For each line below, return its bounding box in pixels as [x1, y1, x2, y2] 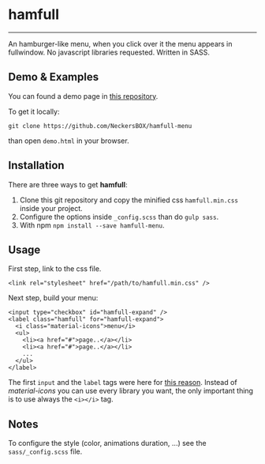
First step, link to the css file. [8, 264, 102, 273]
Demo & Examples [8, 70, 99, 84]
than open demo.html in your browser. [8, 136, 129, 145]
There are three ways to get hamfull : [8, 179, 128, 189]
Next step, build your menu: [8, 293, 99, 303]
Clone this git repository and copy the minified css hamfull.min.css [19, 195, 239, 205]
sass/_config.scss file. [8, 447, 83, 456]
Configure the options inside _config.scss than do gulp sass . [19, 212, 219, 221]
